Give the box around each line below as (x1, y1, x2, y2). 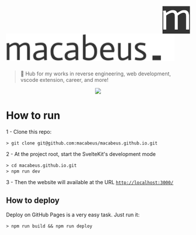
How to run (6, 109, 61, 122)
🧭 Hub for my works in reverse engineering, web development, (20, 70, 171, 77)
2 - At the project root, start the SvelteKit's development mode (6, 150, 156, 157)
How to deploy (6, 196, 60, 206)
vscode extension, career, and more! (20, 76, 109, 83)
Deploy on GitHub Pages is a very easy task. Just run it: (6, 211, 140, 218)
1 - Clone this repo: (6, 128, 52, 135)
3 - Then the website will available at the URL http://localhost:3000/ (6, 178, 174, 185)
